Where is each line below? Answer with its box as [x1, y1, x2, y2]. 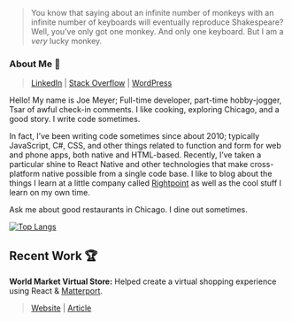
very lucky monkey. [30, 35, 103, 46]
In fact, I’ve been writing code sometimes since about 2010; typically [9, 131, 259, 142]
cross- [250, 159, 274, 170]
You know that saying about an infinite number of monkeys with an [30, 8, 274, 18]
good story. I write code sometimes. [9, 114, 141, 125]
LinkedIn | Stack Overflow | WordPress [30, 78, 173, 88]
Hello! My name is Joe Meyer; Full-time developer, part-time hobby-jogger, [9, 95, 282, 105]
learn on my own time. [9, 188, 90, 198]
